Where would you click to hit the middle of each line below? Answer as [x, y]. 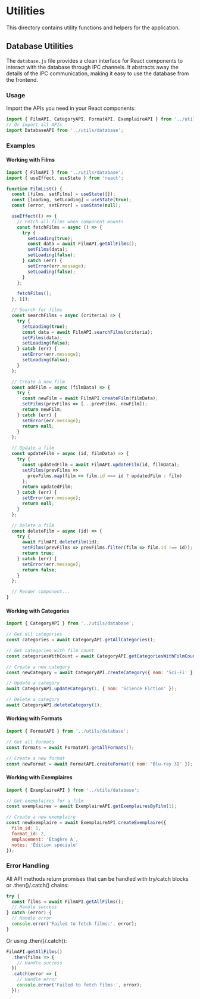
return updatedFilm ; [47, 487]
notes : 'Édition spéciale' [45, 845]
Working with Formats [34, 718]
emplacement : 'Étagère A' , [45, 839]
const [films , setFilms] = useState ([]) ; [64, 194]
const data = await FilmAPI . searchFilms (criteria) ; [87, 332]
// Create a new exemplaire [41, 817]
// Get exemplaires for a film [45, 801]
